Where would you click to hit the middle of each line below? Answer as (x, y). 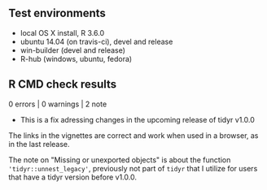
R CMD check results (63, 84)
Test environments (57, 13)
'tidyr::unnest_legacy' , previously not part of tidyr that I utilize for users (133, 168)
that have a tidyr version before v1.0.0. (72, 177)
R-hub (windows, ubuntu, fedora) (76, 58)
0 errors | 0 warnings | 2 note (58, 104)
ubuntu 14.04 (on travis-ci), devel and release (96, 41)
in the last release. (39, 144)
